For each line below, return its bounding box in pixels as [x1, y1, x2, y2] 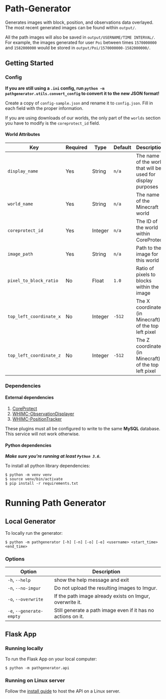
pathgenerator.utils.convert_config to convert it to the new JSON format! [5, 90, 160, 96]
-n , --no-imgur [7, 585, 41, 592]
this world [136, 257, 159, 264]
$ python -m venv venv [5, 472, 52, 477]
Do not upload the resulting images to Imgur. [54, 585, 158, 592]
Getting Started [5, 59, 54, 67]
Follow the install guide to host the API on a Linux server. [5, 688, 121, 694]
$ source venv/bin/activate [5, 477, 63, 482]
